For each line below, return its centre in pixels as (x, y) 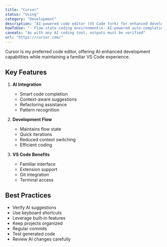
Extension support (39, 169)
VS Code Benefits (31, 154)
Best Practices (28, 196)
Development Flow (32, 119)
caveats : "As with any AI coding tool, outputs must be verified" (75, 33)
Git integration (34, 175)
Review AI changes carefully (42, 239)
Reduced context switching (48, 139)
